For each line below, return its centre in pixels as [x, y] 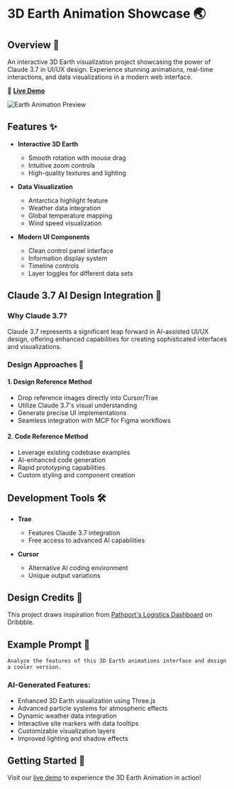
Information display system [68, 258]
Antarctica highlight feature [68, 200]
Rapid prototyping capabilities [61, 467]
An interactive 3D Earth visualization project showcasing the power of [109, 62]
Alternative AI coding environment [78, 568]
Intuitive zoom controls [62, 165]
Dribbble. [21, 622]
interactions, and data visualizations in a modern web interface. [100, 77]
